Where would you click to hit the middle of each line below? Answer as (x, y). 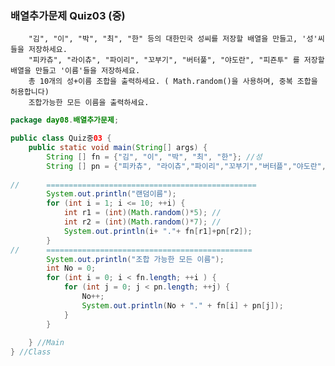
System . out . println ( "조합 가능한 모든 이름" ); (135, 259)
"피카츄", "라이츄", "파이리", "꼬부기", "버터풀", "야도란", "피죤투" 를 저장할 (176, 60)
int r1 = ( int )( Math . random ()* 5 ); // (142, 213)
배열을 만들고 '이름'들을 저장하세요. (75, 71)
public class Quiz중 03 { (61, 138)
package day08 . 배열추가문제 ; (65, 120)
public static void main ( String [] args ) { (118, 148)
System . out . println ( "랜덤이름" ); (111, 194)
